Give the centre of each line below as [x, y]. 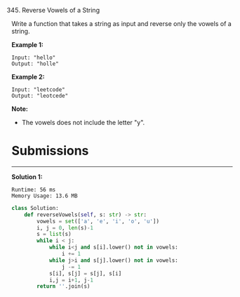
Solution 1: [27, 177]
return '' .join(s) [64, 286]
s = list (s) [54, 235]
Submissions [50, 151]
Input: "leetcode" [38, 90]
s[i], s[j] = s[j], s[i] [85, 273]
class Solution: [35, 208]
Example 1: [28, 45]
